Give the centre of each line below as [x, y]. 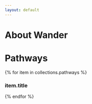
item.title [16, 85]
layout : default [22, 10]
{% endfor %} [19, 96]
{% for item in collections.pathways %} [46, 72]
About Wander [36, 35]
